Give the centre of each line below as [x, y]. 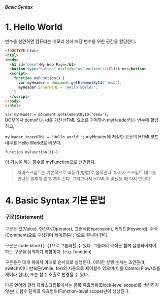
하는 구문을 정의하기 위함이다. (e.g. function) [49, 252]
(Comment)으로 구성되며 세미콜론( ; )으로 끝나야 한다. [57, 235]
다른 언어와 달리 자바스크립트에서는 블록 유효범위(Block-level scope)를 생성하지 [82, 285]
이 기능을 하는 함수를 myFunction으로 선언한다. [50, 162]
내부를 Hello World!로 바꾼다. [33, 143]
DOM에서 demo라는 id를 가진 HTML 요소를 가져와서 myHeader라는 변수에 [77, 120]
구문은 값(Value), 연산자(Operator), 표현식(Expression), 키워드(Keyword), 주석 [82, 228]
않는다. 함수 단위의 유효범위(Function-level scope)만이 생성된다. [67, 291]
